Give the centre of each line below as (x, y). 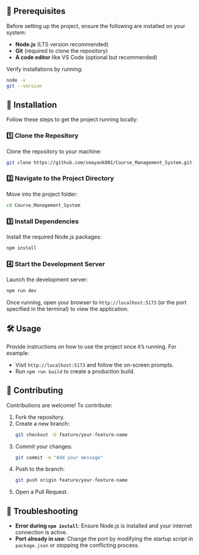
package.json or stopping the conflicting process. (77, 545)
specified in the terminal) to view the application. (68, 309)
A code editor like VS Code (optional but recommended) (86, 57)
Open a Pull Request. (42, 492)
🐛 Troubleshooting (42, 511)
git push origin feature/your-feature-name (71, 480)
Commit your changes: (44, 446)
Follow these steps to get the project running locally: (72, 120)
